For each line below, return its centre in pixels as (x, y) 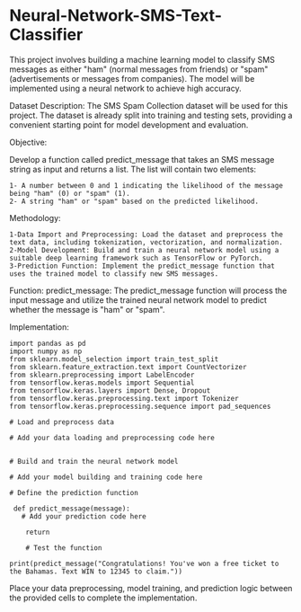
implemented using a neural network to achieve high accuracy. (125, 88)
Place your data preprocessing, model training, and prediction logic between (151, 588)
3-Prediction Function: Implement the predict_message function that (142, 266)
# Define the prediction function (74, 492)
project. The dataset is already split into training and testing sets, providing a (151, 115)
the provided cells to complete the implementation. (103, 598)
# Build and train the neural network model (94, 461)
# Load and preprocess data (62, 422)
